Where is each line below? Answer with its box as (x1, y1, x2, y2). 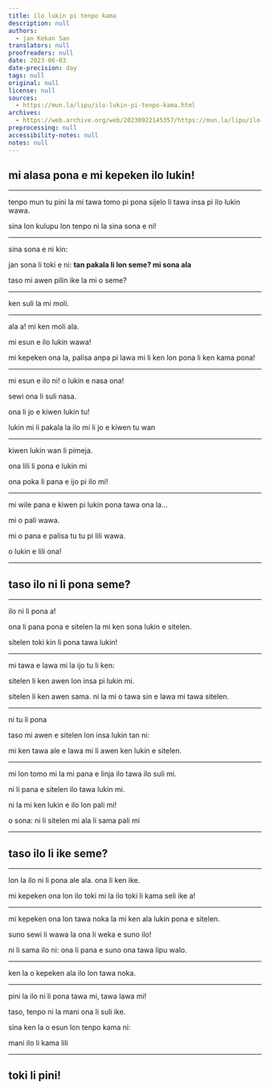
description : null (8, 19, 70, 27)
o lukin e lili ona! (8, 547, 62, 557)
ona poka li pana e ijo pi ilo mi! (8, 477, 108, 487)
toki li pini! (8, 1069, 62, 1083)
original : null (8, 79, 59, 87)
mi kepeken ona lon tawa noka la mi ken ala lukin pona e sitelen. (8, 913, 220, 924)
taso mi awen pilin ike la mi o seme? (8, 276, 127, 285)
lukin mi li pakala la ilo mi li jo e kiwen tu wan (8, 423, 156, 432)
